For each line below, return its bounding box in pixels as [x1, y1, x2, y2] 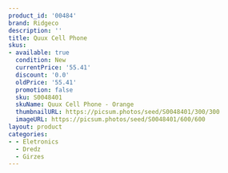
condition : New [15, 57, 66, 65]
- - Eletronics [8, 137, 59, 146]
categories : [8, 130, 48, 138]
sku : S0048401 [15, 93, 62, 101]
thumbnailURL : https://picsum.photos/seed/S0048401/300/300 [15, 108, 220, 116]
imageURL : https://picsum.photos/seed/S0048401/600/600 [15, 116, 206, 124]
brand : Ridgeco [8, 19, 59, 27]
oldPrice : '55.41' [15, 78, 78, 86]
